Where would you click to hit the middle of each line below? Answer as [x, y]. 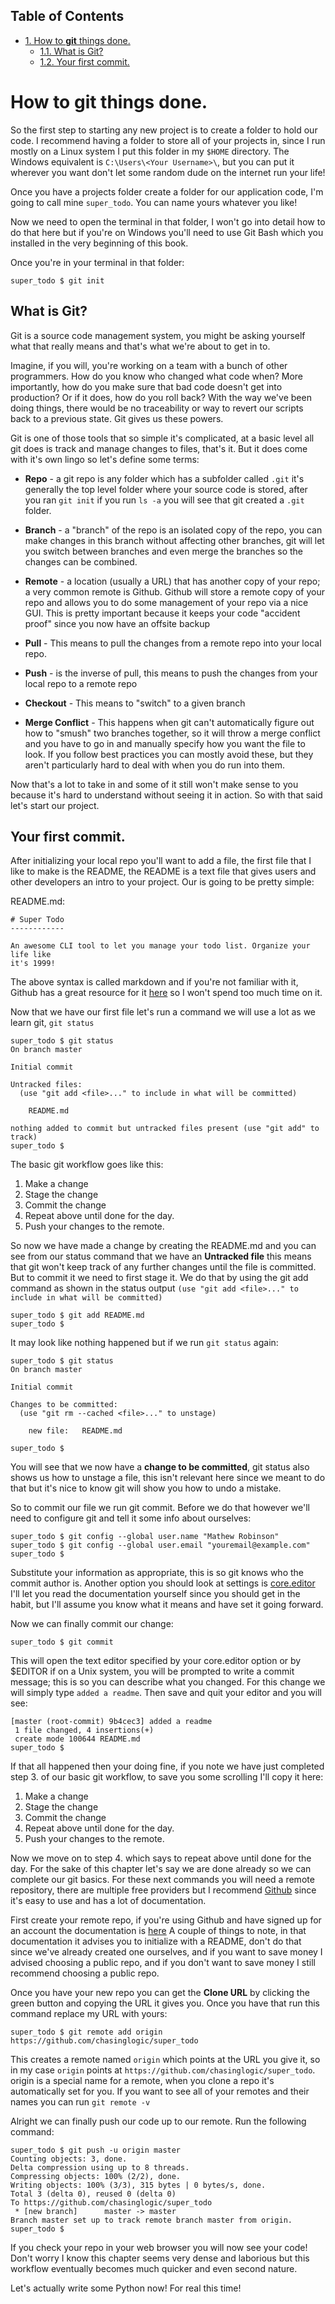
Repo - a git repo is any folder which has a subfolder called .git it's [164, 478]
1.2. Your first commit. [84, 61]
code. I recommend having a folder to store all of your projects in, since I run [168, 140]
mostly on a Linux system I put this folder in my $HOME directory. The [150, 151]
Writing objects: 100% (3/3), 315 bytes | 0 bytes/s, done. [138, 2185]
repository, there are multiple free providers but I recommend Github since [163, 1890]
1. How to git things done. [77, 40]
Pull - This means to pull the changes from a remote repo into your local [173, 643]
